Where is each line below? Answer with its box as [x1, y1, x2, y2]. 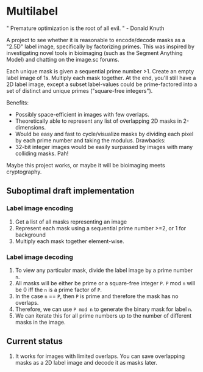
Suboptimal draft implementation [6, 186, 135, 196]
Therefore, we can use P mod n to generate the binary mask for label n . [15, 305, 193, 313]
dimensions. [15, 123, 46, 131]
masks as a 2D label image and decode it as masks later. [15, 359, 157, 366]
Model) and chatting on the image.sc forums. [6, 56, 119, 63]
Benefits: [6, 99, 29, 106]
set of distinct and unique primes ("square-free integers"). [6, 87, 153, 94]
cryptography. [6, 168, 42, 175]
